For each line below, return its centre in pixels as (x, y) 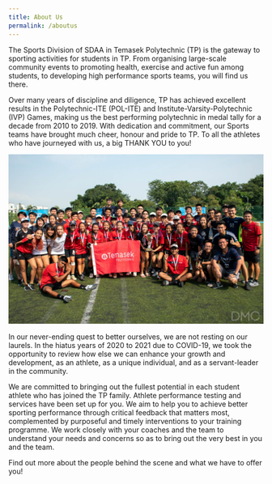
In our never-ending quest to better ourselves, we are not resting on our (128, 337)
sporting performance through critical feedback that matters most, (119, 413)
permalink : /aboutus (43, 25)
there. (18, 84)
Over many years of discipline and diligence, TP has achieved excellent (127, 100)
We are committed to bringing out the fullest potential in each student (124, 387)
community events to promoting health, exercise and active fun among (126, 67)
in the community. (38, 371)
